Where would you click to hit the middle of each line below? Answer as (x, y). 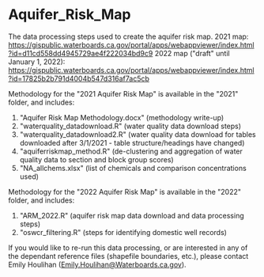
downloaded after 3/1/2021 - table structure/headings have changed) (132, 142)
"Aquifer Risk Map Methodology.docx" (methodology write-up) (122, 117)
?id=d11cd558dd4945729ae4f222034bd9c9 (81, 53)
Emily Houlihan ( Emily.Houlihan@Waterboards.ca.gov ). (98, 264)
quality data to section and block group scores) (96, 159)
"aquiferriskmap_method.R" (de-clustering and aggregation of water (131, 151)
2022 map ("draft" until (192, 53)
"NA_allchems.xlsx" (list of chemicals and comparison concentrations (133, 168)
